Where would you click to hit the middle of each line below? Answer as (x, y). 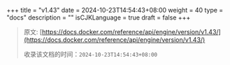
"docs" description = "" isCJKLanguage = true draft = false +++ (99, 17)
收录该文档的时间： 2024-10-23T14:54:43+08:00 (91, 54)
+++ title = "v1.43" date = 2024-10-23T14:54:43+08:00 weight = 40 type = (115, 10)
